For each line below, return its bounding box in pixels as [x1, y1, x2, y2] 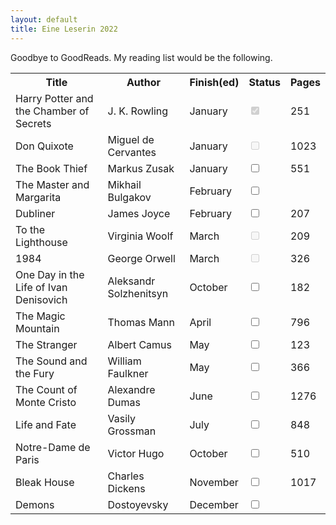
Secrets [15, 116, 52, 130]
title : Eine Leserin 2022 [10, 24, 118, 34]
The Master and [15, 177, 90, 191]
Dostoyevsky [107, 497, 169, 511]
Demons [15, 497, 55, 511]
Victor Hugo [107, 446, 165, 460]
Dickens [107, 481, 146, 495]
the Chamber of [15, 104, 90, 118]
